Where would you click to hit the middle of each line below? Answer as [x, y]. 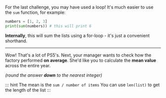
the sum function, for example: [35, 12]
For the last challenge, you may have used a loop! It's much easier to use [79, 7]
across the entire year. [28, 65]
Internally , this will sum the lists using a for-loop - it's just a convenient [77, 35]
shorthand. [16, 41]
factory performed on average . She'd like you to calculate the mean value [81, 60]
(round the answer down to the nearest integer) [54, 75]
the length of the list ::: [28, 90]
